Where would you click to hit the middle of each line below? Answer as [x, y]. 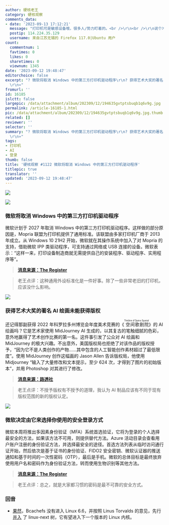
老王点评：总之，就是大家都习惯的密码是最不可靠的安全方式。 [81, 485]
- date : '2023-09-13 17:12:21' [38, 24]
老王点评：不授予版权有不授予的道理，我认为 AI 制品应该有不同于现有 [89, 390]
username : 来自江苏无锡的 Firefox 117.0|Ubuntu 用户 [63, 38]
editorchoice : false [27, 76]
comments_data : [21, 19]
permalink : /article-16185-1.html [41, 108]
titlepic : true [21, 169]
